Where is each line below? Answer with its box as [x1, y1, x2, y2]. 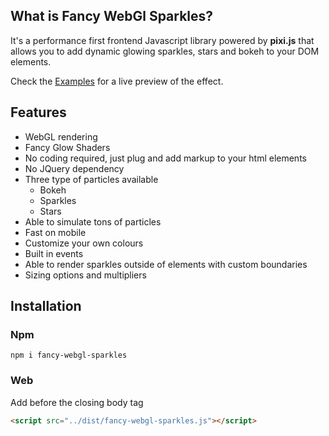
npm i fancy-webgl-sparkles [10, 350, 128, 361]
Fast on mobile [24, 226, 87, 238]
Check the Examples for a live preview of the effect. [10, 75, 224, 87]
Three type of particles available [24, 173, 159, 185]
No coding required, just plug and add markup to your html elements [24, 152, 307, 164]
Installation [10, 298, 82, 315]
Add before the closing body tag [10, 396, 144, 408]
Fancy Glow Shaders [24, 141, 111, 153]
